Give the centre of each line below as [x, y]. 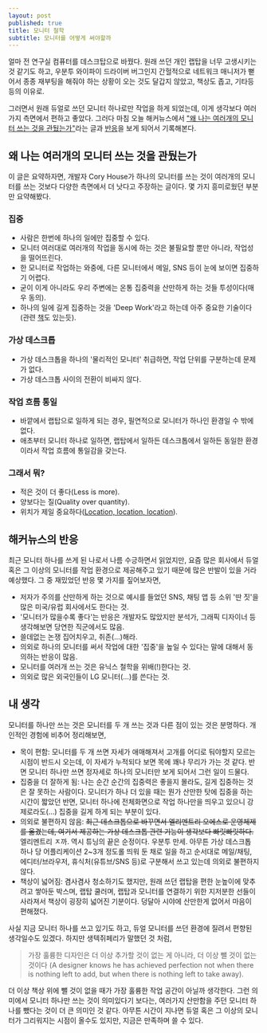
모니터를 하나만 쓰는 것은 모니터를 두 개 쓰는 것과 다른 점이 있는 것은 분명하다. [128, 725]
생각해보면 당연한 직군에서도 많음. [72, 627]
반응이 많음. [59, 657]
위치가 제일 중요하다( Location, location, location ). [98, 512]
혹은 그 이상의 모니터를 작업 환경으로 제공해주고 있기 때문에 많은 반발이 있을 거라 [133, 570]
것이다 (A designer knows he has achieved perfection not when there [141, 964]
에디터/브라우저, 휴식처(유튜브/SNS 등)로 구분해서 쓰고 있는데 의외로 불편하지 [139, 861]
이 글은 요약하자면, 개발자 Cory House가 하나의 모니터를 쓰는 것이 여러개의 [124, 177]
